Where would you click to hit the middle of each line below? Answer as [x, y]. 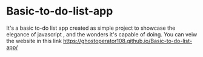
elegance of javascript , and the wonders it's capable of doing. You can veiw [102, 34]
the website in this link [34, 41]
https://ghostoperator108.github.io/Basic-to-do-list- [128, 41]
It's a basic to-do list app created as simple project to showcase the [91, 28]
